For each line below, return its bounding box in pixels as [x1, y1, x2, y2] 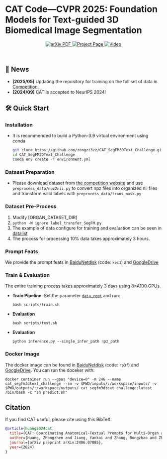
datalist [12, 230, 28, 236]
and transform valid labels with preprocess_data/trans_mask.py [12, 191, 142, 197]
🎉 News [5, 65, 29, 74]
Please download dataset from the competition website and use [12, 180, 143, 186]
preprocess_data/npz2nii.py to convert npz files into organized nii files [12, 185, 158, 191]
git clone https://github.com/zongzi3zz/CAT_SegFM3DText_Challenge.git [12, 148, 164, 153]
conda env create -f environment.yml [12, 157, 91, 162]
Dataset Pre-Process [5, 203, 57, 210]
